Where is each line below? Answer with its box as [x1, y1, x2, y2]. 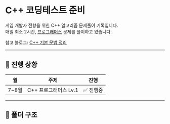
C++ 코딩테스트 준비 [5, 5, 86, 16]
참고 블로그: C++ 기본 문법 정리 [5, 39, 67, 46]
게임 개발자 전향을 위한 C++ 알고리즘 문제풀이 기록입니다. [5, 22, 118, 28]
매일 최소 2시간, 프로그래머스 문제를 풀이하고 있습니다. [5, 28, 112, 34]
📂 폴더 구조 [5, 111, 38, 119]
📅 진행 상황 [5, 60, 38, 69]
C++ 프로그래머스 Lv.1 [27, 87, 78, 94]
